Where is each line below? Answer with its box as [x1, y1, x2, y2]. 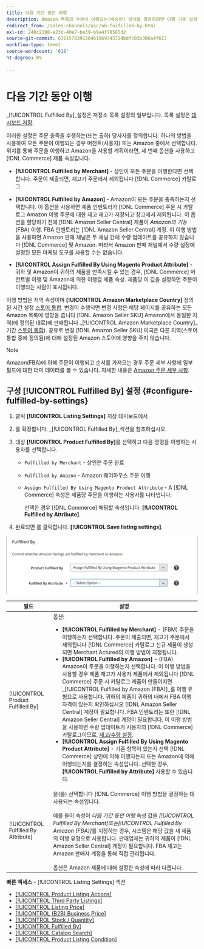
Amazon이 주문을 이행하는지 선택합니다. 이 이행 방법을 [62, 662, 191, 670]
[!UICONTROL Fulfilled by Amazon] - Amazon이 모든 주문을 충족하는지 [15, 195, 189, 203]
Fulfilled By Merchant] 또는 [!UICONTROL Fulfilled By [53, 819, 182, 826]
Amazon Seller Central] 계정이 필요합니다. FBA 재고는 [53, 842, 182, 849]
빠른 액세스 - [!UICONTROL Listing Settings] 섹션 [6, 879, 126, 886]
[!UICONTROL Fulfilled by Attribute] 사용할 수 [62, 767, 177, 775]
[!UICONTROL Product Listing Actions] [15, 891, 112, 898]
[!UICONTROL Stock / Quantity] [15, 916, 94, 923]
